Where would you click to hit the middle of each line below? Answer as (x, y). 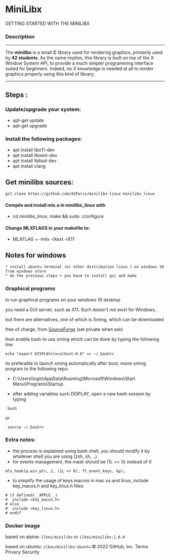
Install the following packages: (44, 139)
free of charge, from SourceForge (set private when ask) (64, 329)
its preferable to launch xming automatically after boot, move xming (76, 363)
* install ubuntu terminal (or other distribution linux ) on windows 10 (85, 267)
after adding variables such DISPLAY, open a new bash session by (81, 394)
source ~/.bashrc (26, 427)
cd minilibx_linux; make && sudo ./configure (58, 216)
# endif (13, 513)
